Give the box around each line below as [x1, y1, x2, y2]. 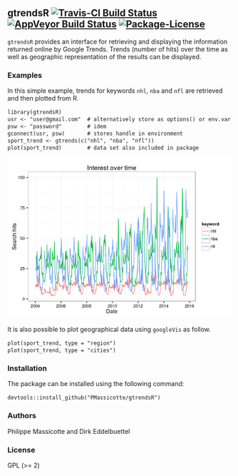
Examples [7, 70, 43, 80]
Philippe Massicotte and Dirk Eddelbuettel [7, 427, 130, 435]
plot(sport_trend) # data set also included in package [7, 144, 200, 152]
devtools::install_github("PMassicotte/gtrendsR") [7, 394, 161, 402]
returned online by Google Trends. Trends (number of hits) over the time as [7, 44, 228, 54]
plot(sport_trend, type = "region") [7, 340, 116, 347]
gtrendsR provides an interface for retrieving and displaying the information [7, 37, 228, 46]
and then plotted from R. [7, 94, 79, 103]
